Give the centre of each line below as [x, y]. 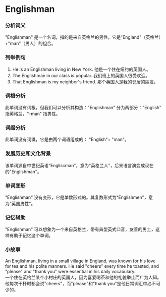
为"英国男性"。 [20, 203]
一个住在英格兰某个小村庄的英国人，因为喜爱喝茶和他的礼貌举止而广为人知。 [83, 277]
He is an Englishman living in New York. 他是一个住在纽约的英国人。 [82, 69]
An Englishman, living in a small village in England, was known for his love [80, 261]
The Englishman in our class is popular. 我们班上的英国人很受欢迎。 [81, 75]
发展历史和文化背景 [28, 154]
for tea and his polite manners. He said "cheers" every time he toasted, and [82, 266]
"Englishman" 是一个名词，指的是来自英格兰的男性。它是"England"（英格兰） [83, 37]
